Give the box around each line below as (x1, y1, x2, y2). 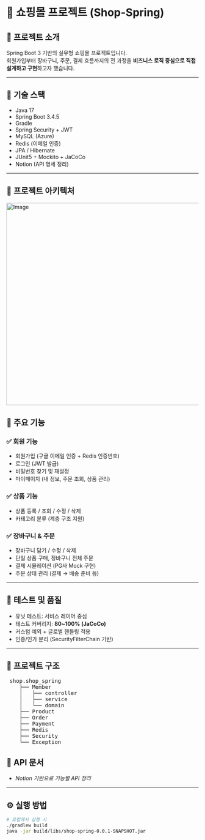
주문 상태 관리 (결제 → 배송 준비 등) (15, 570, 99, 577)
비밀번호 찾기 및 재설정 (15, 467, 70, 475)
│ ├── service (19, 696, 68, 702)
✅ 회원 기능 (6, 437, 38, 445)
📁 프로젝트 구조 (6, 661, 60, 671)
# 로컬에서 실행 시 (6, 817, 47, 823)
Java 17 (15, 106, 35, 114)
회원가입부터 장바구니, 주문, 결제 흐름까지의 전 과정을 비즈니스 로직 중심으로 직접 (6, 57, 196, 64)
